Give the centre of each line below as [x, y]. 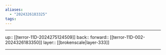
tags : [11, 19]
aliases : [14, 10]
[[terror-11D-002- [127, 37]
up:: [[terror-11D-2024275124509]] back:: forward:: [57, 37]
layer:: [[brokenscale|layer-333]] [76, 43]
